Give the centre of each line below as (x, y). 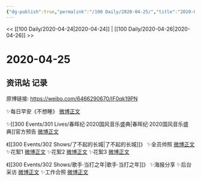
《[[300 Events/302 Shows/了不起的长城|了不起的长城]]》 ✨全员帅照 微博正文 (100, 144)
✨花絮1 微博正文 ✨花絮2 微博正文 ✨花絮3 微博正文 (68, 152)
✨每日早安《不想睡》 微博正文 (43, 111)
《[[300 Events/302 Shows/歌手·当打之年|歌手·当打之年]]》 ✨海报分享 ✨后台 (99, 164)
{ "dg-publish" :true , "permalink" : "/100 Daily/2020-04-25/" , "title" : (92, 12)
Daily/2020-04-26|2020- (159, 29)
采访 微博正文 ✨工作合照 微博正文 (47, 172)
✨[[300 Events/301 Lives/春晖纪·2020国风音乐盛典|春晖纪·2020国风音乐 (95, 124)
